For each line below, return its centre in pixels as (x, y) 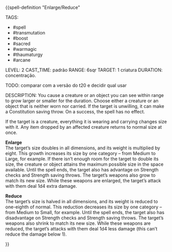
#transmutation (29, 33)
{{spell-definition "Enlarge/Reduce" (43, 7)
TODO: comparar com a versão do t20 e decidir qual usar (66, 85)
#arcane (22, 60)
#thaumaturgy (28, 54)
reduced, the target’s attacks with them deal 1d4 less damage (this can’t (81, 229)
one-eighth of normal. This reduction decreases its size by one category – (84, 207)
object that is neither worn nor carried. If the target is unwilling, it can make (85, 106)
